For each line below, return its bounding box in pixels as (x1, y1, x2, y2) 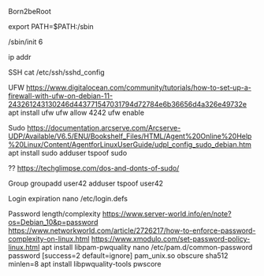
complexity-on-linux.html (8, 234, 90, 243)
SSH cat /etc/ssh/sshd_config (8, 68, 105, 77)
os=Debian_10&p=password (8, 218, 99, 226)
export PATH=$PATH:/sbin (8, 22, 95, 31)
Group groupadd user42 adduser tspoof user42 (8, 178, 164, 188)
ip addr (8, 53, 32, 61)
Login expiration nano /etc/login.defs (8, 194, 128, 203)
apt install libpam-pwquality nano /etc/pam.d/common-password (41, 243, 253, 252)
